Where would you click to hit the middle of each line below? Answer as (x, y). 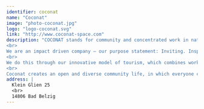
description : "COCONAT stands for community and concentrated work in (97, 40)
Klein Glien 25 (31, 85)
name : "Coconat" (27, 18)
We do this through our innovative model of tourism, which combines (96, 62)
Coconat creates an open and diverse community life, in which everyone (100, 74)
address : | (20, 79)
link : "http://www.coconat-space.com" (55, 35)
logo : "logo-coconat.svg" (39, 29)
